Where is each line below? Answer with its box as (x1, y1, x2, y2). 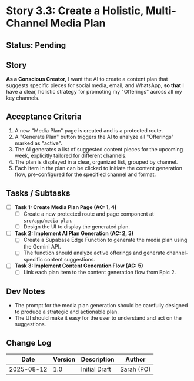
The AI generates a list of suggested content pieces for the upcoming (14, 146, 183, 153)
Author (125, 355, 146, 363)
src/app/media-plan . (23, 217, 73, 224)
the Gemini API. (23, 243, 61, 250)
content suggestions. (44, 256, 96, 263)
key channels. (6, 94, 40, 101)
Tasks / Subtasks (6, 188, 71, 198)
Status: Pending (6, 40, 66, 50)
